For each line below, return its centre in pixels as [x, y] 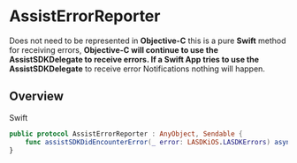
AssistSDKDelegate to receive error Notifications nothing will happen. [137, 69]
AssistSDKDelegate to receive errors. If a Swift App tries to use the [134, 59]
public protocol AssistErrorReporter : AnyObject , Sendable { [126, 134]
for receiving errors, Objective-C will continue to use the [114, 49]
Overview [37, 96]
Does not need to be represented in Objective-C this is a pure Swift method [148, 41]
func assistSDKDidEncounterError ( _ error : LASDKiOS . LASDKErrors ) [148, 142]
